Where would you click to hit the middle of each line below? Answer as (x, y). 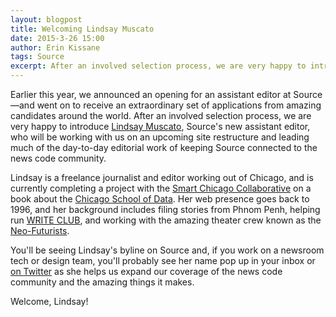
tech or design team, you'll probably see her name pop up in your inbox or (163, 260)
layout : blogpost (46, 19)
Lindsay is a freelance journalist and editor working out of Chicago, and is (162, 177)
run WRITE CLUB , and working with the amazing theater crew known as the (166, 220)
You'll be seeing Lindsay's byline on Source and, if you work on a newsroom (167, 250)
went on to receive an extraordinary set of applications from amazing (179, 105)
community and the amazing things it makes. (102, 282)
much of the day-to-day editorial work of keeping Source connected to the (164, 147)
